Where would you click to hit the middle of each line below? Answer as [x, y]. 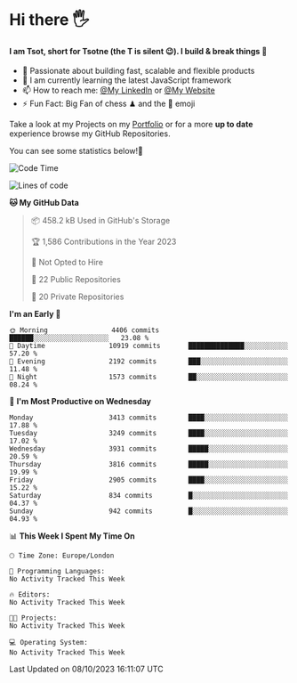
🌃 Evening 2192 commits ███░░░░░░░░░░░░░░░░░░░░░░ [149, 362]
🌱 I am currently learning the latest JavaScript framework [127, 80]
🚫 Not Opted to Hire [67, 263]
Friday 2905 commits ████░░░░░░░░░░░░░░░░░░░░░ [149, 480]
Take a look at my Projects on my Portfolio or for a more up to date [131, 125]
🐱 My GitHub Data [44, 203]
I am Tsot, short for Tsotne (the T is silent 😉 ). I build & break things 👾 [138, 51]
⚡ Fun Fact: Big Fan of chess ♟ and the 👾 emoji [108, 104]
